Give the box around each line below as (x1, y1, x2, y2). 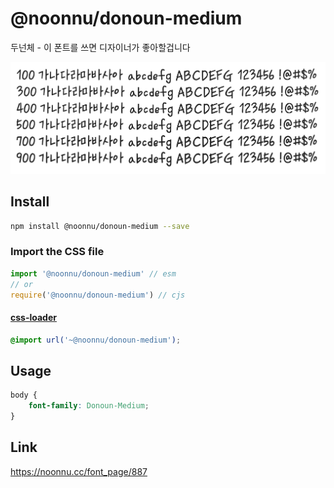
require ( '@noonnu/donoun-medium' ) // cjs (10, 290, 186, 300)
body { (10, 390, 38, 401)
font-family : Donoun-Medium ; (28, 401, 150, 411)
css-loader (10, 311, 57, 323)
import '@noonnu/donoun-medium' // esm (10, 268, 177, 279)
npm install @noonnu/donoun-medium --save (10, 221, 190, 231)
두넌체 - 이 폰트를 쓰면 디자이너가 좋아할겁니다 (10, 41, 191, 53)
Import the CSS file (10, 245, 105, 259)
